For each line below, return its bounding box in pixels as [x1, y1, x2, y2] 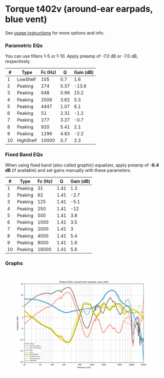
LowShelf [17, 76, 36, 82]
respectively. [5, 59, 31, 64]
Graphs [5, 260, 23, 267]
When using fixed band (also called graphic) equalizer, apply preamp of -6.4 [5, 162, 160, 168]
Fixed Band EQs [5, 151, 43, 158]
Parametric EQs [5, 42, 43, 49]
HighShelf [17, 138, 37, 144]
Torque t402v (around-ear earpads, [5, 3, 153, 15]
